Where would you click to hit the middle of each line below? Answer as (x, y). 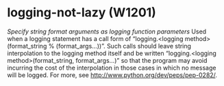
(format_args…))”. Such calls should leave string (124, 46)
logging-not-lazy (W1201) (82, 13)
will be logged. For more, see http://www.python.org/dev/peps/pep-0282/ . (112, 75)
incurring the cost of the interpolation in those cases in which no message (112, 68)
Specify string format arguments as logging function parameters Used (107, 31)
